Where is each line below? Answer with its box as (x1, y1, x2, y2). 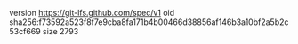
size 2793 (43, 26, 79, 36)
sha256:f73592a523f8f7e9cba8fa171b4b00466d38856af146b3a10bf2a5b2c (9, 17, 289, 27)
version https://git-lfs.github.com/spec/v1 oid (9, 8, 175, 18)
